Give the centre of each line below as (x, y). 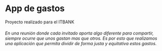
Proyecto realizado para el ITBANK (40, 22)
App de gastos (35, 8)
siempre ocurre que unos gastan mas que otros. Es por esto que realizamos (81, 38)
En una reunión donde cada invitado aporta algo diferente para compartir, (79, 33)
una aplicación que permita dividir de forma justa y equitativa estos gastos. (81, 43)
